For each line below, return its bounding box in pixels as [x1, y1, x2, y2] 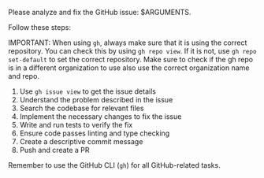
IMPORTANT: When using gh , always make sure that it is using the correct [8, 38, 247, 47]
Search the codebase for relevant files [19, 103, 144, 113]
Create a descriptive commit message [19, 137, 143, 146]
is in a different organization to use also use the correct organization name [8, 63, 250, 72]
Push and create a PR [19, 146, 90, 154]
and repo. [8, 72, 39, 80]
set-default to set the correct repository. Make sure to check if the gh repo [8, 55, 254, 64]
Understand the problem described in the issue [19, 95, 173, 104]
